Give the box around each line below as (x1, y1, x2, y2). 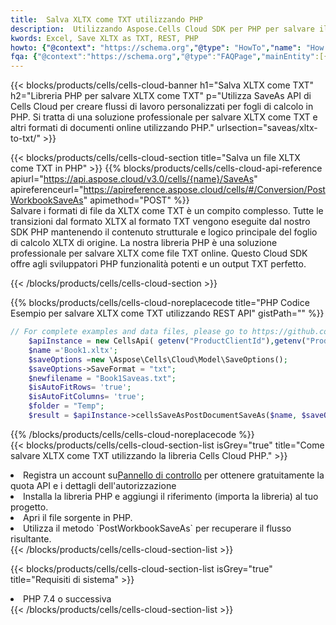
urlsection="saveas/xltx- (216, 122, 318, 134)
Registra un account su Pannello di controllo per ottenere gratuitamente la (23, 469, 325, 481)
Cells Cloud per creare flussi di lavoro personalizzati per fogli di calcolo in (10, 101, 314, 113)
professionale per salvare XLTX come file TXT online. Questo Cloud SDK (10, 247, 308, 260)
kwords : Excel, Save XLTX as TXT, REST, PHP (10, 33, 199, 43)
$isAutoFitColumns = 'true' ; (28, 392, 145, 402)
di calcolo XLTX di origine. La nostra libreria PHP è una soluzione (10, 237, 278, 249)
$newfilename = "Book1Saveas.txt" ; (28, 373, 177, 383)
